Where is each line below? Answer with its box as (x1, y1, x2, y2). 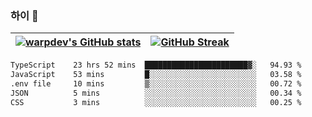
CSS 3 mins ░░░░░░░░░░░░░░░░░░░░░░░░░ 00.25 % (10, 97, 302, 107)
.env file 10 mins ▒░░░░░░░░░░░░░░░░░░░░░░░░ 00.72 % (10, 79, 302, 89)
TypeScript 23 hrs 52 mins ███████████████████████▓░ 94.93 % (10, 60, 302, 71)
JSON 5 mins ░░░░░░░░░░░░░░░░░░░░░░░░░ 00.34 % (10, 88, 302, 98)
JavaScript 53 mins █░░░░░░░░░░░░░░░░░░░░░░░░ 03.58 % (10, 70, 302, 80)
